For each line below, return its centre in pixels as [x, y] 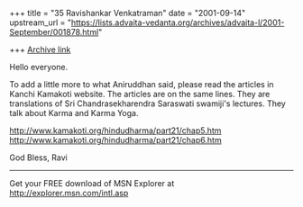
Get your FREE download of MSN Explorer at [92, 183]
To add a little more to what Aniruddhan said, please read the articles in [142, 84]
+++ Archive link [40, 49]
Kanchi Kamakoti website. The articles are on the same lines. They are [140, 94]
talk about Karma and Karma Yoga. [74, 113]
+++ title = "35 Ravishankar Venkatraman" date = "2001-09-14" [128, 13]
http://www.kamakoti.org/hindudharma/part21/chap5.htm [115, 130]
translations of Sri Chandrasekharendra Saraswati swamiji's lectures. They [147, 103]
